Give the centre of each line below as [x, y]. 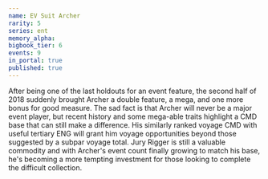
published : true [35, 68]
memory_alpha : [32, 38]
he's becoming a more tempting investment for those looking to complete [130, 159]
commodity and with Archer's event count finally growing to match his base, [134, 150]
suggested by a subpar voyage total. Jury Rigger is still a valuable [117, 142]
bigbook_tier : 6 [35, 46]
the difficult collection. [45, 167]
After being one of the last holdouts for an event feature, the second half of [132, 91]
